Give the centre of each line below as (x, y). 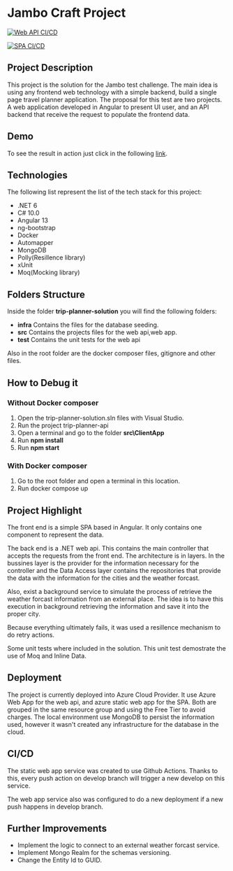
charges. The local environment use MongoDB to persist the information (111, 717)
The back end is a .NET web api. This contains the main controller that (108, 548)
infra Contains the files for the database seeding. (88, 325)
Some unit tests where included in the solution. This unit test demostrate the (117, 648)
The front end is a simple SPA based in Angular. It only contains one (105, 527)
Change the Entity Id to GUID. (60, 860)
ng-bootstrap (36, 228)
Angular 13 (33, 220)
